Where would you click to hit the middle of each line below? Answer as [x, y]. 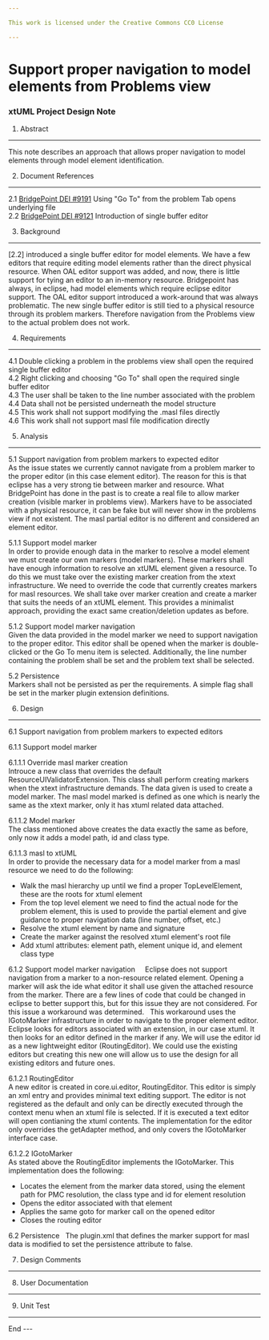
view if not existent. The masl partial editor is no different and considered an [134, 519]
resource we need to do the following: [71, 871]
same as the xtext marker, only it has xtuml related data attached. [116, 805]
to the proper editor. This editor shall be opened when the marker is [120, 644]
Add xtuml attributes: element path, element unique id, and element [131, 945]
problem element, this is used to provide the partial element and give [133, 911]
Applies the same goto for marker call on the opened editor [117, 1212]
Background [40, 231]
